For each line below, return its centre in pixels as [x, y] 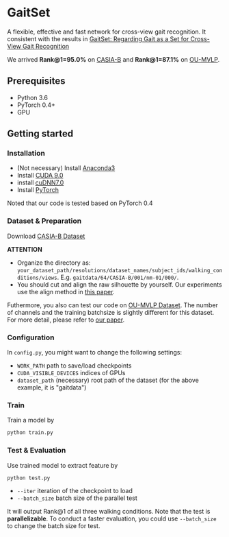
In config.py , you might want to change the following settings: [95, 353]
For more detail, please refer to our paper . [66, 320]
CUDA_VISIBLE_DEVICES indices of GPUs [71, 373]
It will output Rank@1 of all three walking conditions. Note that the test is [109, 512]
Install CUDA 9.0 [40, 176]
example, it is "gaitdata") [52, 387]
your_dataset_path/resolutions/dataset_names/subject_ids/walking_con [120, 270]
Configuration [31, 337]
